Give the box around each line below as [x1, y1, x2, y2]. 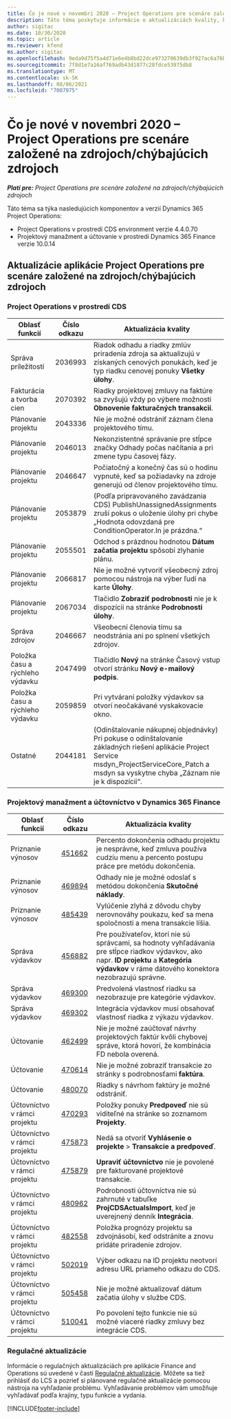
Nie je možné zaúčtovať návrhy [96, 1024, 197, 1033]
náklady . [96, 890, 125, 899]
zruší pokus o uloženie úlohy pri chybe [93, 508, 218, 518]
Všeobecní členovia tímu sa [93, 622, 182, 632]
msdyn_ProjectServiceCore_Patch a [93, 759, 210, 769]
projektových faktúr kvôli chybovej [96, 1033, 208, 1042]
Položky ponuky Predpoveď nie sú [96, 1100, 208, 1110]
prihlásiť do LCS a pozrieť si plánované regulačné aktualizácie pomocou [7, 1376, 210, 1384]
